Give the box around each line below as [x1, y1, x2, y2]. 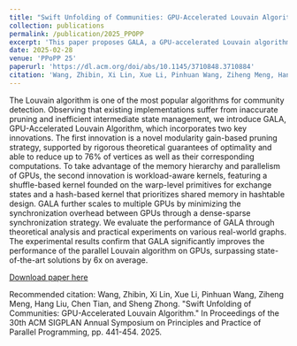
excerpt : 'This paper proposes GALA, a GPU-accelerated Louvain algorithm [9, 37, 291, 47]
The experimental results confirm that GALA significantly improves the [9, 235, 265, 246]
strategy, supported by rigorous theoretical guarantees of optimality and [9, 142, 272, 152]
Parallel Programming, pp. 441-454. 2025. [9, 327, 162, 337]
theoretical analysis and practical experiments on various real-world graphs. [9, 227, 287, 237]
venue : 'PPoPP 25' [9, 54, 77, 63]
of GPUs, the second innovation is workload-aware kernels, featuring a [9, 170, 268, 181]
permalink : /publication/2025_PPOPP [9, 29, 144, 38]
